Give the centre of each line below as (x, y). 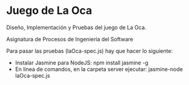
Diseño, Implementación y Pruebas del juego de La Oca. (76, 27)
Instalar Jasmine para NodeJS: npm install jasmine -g (81, 63)
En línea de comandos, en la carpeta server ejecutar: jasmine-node (99, 69)
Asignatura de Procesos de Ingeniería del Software (70, 39)
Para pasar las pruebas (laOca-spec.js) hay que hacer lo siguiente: (90, 51)
